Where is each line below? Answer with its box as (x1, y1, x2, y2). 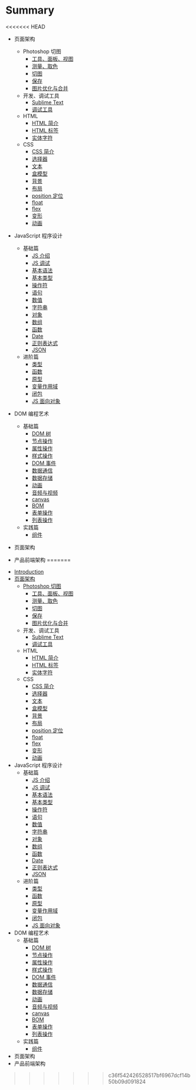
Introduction (14, 568, 44, 575)
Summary (5, 4, 54, 17)
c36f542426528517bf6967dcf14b (108, 1072, 191, 1079)
